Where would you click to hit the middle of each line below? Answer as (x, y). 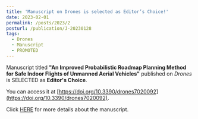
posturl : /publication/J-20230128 (49, 28)
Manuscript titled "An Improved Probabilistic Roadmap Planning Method (96, 67)
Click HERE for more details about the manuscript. (67, 109)
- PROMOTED (25, 51)
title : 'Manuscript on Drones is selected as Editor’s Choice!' (87, 12)
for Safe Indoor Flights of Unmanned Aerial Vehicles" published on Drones (99, 73)
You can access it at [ (33, 91)
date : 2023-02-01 (28, 17)
